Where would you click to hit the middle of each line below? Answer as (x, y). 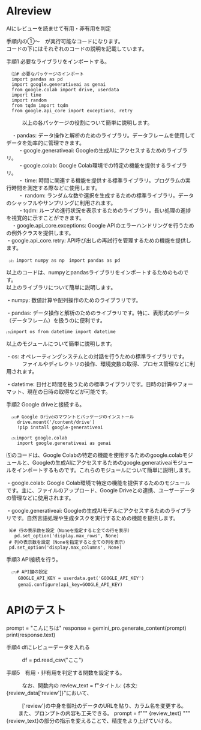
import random (29, 100)
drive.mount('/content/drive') (56, 422)
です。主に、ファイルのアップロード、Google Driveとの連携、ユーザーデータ (101, 490)
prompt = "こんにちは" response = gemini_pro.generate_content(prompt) (97, 628)
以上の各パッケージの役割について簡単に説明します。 (87, 122)
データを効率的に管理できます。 (46, 143)
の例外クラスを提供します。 (40, 233)
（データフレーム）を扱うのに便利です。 (56, 320)
